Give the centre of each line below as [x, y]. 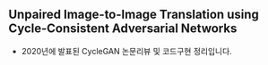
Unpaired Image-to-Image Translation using [134, 15]
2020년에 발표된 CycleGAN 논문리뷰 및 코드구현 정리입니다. [126, 51]
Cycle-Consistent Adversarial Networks [123, 29]
